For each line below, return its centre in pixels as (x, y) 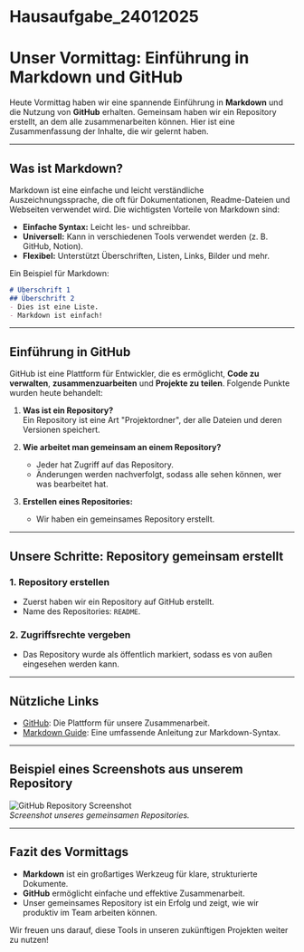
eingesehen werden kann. (71, 664)
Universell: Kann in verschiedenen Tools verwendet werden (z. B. (145, 236)
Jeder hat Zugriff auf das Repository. (104, 465)
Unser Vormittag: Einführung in (129, 58)
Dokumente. (45, 883)
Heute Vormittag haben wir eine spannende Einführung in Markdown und (146, 102)
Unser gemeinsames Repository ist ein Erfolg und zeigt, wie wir (141, 902)
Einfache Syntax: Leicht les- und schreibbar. (106, 226)
